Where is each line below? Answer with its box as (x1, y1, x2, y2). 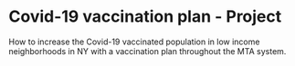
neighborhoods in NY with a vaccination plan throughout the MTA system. (8, 45, 287, 56)
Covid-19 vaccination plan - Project (8, 6, 282, 27)
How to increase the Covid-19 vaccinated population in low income (8, 36, 260, 47)
